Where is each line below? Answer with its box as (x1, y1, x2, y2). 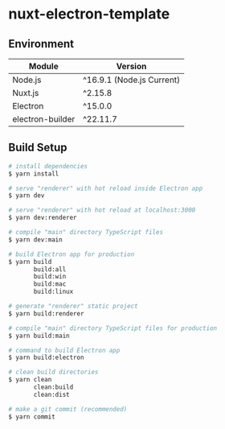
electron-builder (12, 113, 76, 125)
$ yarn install (8, 170, 59, 178)
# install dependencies (8, 162, 88, 170)
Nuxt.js (12, 88, 39, 98)
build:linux (33, 287, 74, 296)
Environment (8, 37, 75, 51)
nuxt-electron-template (8, 5, 170, 23)
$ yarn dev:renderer (8, 214, 78, 222)
